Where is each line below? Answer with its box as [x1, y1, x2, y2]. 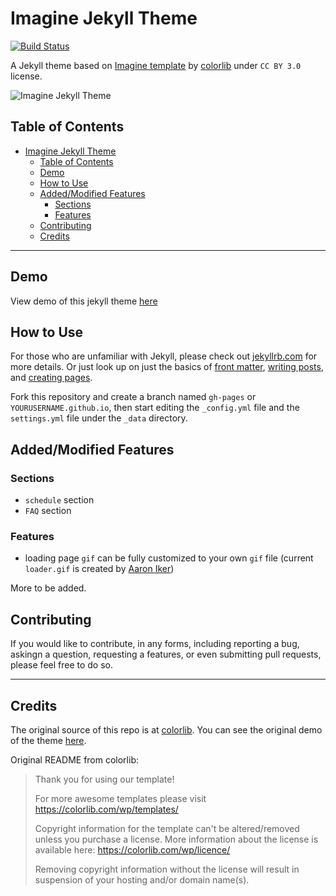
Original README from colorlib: [10, 753, 139, 766]
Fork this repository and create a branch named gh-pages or [10, 391, 257, 403]
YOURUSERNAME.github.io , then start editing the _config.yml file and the [10, 402, 300, 414]
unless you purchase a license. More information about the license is [34, 833, 319, 845]
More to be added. [10, 582, 87, 594]
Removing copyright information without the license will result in [34, 863, 300, 875]
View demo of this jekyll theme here [10, 295, 158, 307]
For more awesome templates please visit [34, 792, 207, 804]
